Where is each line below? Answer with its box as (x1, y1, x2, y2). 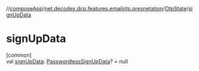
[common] (6, 51, 32, 59)
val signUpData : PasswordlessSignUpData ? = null (6, 57, 128, 64)
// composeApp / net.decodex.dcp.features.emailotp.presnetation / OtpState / (6, 5, 189, 12)
